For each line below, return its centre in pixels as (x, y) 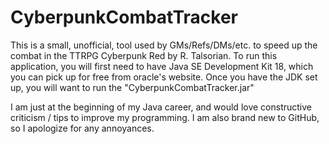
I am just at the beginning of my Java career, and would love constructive (161, 107)
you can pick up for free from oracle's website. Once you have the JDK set (164, 77)
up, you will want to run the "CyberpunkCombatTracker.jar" (132, 87)
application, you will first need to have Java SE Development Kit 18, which (162, 66)
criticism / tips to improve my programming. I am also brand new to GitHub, (165, 117)
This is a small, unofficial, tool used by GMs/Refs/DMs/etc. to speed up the (164, 45)
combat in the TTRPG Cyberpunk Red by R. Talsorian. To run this (144, 55)
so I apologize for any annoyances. (82, 128)
